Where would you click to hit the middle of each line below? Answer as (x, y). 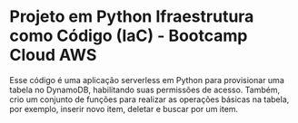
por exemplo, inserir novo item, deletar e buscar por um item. (124, 109)
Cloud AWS (53, 55)
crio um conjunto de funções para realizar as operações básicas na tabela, (149, 99)
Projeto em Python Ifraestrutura (132, 17)
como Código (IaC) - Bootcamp (129, 36)
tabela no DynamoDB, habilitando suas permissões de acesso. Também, (145, 90)
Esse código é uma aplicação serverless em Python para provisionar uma (147, 80)
